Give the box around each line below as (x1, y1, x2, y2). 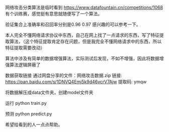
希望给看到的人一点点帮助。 (5, 121, 63, 127)
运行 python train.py (5, 100, 47, 106)
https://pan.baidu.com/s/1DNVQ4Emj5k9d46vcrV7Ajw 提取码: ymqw (5, 79, 147, 85)
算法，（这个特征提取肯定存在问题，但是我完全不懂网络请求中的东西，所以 (9, 38, 162, 44)
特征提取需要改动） (5, 45, 45, 50)
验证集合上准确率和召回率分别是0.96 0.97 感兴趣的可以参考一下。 (5, 22, 141, 27)
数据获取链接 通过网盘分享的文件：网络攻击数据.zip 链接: (5, 73, 122, 78)
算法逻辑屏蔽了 (9, 62, 41, 68)
